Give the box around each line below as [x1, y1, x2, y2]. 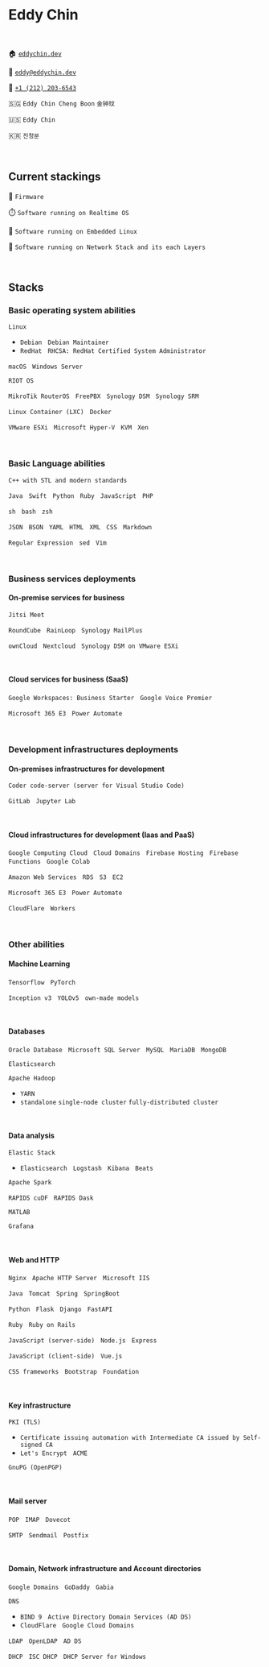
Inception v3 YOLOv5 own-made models [8, 993, 139, 1002]
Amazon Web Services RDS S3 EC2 [8, 873, 124, 881]
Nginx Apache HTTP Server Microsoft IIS [8, 1275, 150, 1283]
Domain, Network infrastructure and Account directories [8, 1564, 202, 1574]
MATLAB [8, 1208, 31, 1216]
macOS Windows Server [8, 363, 83, 371]
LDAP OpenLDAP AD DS [8, 1637, 82, 1645]
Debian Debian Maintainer [19, 338, 110, 347]
